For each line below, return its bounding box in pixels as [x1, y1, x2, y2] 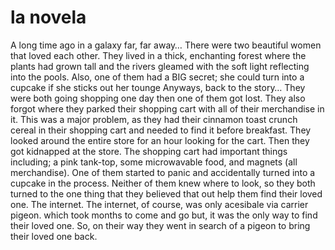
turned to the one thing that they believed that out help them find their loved [10, 187, 323, 200]
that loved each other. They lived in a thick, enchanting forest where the [10, 49, 307, 61]
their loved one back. [10, 230, 98, 242]
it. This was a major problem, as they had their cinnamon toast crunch [10, 113, 298, 125]
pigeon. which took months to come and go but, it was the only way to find [10, 209, 318, 221]
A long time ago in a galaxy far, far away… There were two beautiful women [10, 39, 322, 51]
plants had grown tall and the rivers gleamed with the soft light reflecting [10, 60, 310, 72]
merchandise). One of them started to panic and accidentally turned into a [10, 166, 316, 178]
